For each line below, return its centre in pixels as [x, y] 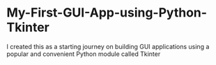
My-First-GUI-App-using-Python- [107, 13]
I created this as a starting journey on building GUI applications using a [108, 46]
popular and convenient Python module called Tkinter [84, 54]
